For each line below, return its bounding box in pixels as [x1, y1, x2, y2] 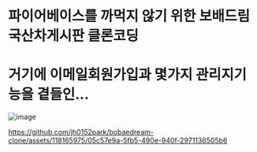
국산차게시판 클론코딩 [8, 27, 140, 45]
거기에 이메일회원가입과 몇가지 [8, 66, 193, 83]
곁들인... [36, 86, 89, 103]
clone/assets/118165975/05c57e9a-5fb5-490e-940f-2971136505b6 [8, 135, 228, 146]
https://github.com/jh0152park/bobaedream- [8, 128, 154, 137]
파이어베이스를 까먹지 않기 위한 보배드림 [8, 7, 251, 25]
